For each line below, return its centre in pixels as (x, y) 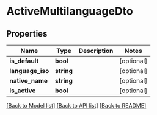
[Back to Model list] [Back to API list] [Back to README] (76, 106)
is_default (24, 61)
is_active (23, 91)
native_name (28, 81)
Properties (27, 34)
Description (96, 51)
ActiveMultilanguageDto (70, 11)
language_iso (29, 71)
